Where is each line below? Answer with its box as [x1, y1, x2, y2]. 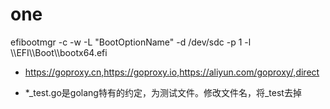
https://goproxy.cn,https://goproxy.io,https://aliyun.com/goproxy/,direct [24, 66, 320, 78]
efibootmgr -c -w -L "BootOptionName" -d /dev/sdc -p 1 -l [10, 36, 252, 48]
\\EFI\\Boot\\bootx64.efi [10, 46, 108, 58]
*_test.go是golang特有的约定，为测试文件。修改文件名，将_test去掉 [24, 86, 302, 98]
